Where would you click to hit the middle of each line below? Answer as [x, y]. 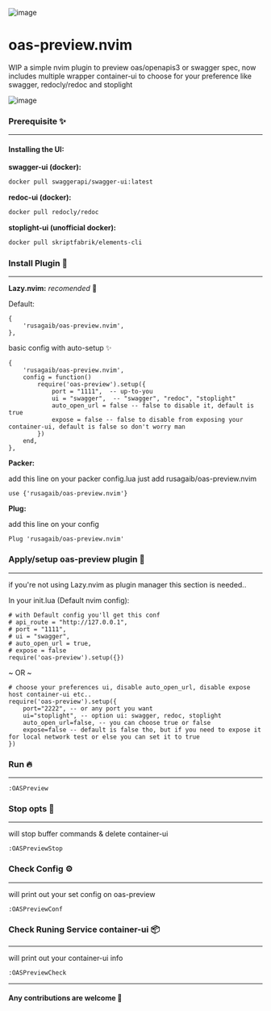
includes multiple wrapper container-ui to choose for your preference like [130, 76]
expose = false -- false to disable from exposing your [147, 420]
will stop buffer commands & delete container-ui [88, 834]
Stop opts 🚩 [31, 808]
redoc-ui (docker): [40, 197]
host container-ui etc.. [50, 694]
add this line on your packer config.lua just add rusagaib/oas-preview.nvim [133, 479]
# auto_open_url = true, [50, 643]
